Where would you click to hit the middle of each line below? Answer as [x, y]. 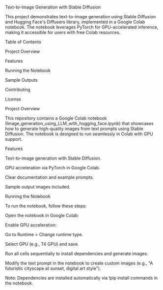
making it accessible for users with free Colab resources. [63, 32]
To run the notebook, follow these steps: [46, 206]
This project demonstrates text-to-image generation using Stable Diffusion [81, 16]
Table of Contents [23, 42]
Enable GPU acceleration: [31, 225]
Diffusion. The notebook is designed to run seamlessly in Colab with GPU [79, 134]
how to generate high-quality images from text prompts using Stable [74, 129]
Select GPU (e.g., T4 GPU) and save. [42, 244]
